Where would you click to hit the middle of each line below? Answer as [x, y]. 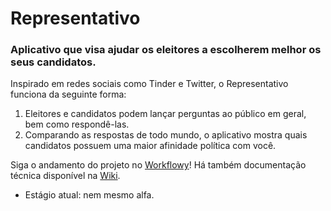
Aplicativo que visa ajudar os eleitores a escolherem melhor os [166, 50]
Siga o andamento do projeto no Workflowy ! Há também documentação [158, 165]
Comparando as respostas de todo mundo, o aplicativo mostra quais [166, 135]
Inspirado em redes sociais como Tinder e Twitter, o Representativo [149, 84]
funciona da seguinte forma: [68, 94]
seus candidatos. [53, 62]
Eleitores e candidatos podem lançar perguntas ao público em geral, [165, 114]
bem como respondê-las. [77, 124]
